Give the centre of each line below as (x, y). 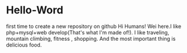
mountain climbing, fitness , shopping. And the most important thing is (91, 38)
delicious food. (24, 45)
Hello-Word (35, 10)
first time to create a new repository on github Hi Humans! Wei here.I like (94, 26)
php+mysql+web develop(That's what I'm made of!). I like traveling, (88, 32)
